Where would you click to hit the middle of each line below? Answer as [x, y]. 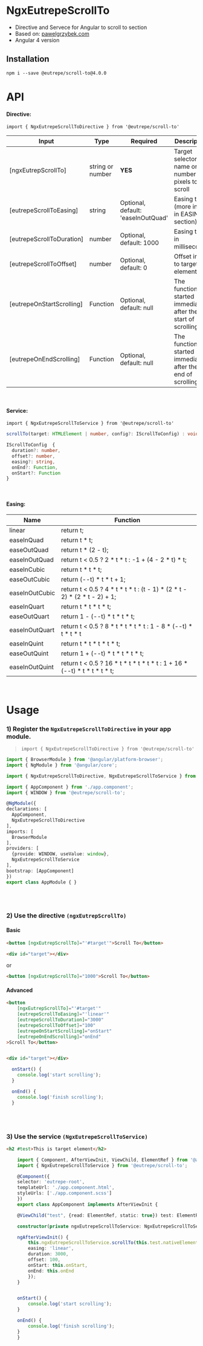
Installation [28, 59]
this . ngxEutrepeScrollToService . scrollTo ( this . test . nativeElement [113, 1243]
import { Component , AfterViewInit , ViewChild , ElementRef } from [102, 1160]
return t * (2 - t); [85, 549]
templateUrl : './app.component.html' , [66, 1188]
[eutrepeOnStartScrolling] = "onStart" [65, 1031]
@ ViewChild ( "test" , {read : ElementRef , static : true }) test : [95, 1215]
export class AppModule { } [42, 882]
